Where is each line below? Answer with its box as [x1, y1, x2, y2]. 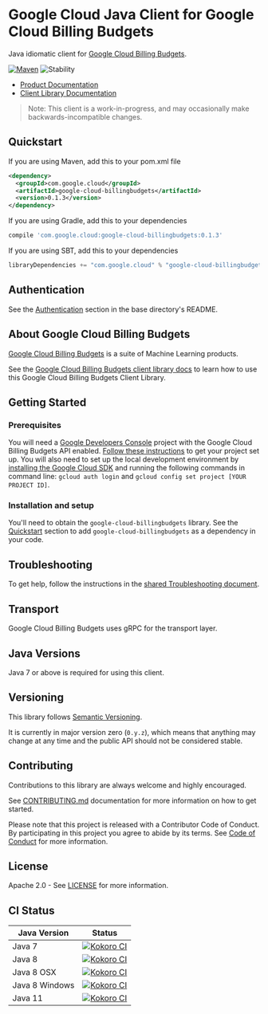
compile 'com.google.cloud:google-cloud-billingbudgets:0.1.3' [8, 231, 223, 240]
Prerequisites [8, 419, 61, 430]
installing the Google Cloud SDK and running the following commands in [8, 463, 246, 473]
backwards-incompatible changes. [27, 112, 143, 121]
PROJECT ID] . [8, 480, 50, 489]
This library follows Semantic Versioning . [8, 712, 143, 721]
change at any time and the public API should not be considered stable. [8, 736, 243, 745]
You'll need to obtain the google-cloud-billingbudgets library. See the [8, 518, 238, 528]
